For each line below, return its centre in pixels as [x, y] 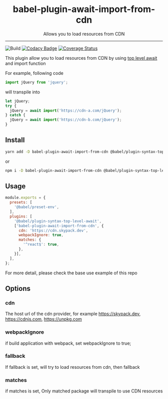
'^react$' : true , [41, 245]
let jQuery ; [17, 101]
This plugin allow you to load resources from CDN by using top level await [81, 58]
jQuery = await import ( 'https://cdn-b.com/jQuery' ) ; [66, 120]
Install [15, 140]
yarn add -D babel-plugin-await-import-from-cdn [57, 152]
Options [18, 288]
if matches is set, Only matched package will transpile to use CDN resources [84, 391]
